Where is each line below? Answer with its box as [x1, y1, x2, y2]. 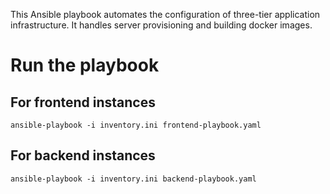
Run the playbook [10, 54, 160, 77]
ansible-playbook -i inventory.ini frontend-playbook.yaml [10, 120, 262, 130]
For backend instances [10, 147, 156, 164]
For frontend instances [10, 94, 156, 111]
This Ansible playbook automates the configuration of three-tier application [10, 9, 321, 20]
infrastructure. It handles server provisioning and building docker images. [10, 19, 313, 31]
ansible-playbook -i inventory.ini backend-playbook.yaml [10, 174, 257, 184]
